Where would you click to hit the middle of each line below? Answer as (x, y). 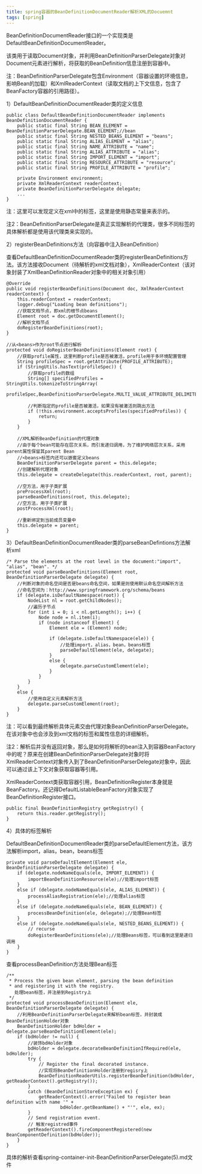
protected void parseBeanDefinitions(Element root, (72, 572)
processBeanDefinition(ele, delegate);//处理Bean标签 (95, 913)
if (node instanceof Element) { (79, 623)
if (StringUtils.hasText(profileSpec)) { (69, 367)
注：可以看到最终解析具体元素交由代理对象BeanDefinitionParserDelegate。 (99, 726)
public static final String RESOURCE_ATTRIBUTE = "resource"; (96, 162)
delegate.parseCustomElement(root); (74, 704)
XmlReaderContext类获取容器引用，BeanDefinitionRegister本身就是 (90, 781)
